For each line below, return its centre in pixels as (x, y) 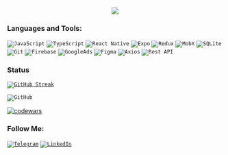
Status (18, 70)
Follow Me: (26, 128)
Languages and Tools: (45, 29)
